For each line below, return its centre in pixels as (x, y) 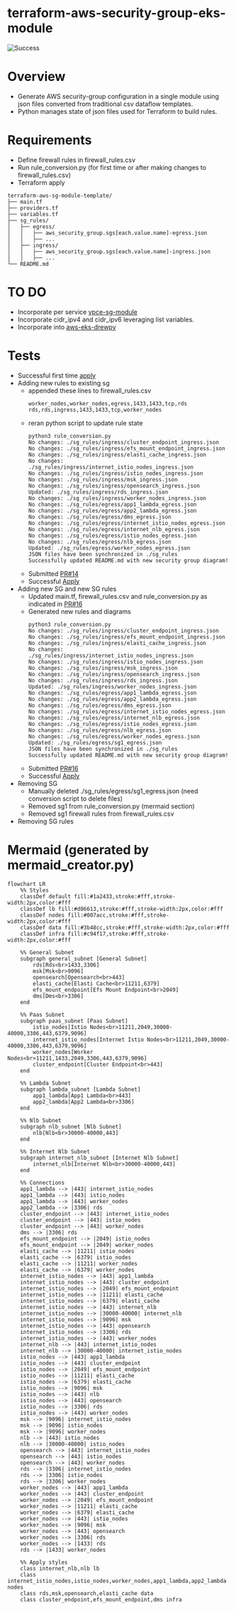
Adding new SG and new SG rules (67, 589)
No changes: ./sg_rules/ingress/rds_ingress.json (103, 681)
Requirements (50, 140)
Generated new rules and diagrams (79, 611)
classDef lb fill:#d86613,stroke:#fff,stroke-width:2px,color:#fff (122, 909)
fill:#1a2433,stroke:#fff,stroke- (125, 896)
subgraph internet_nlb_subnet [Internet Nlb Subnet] (100, 1158)
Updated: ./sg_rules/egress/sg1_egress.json (95, 742)
